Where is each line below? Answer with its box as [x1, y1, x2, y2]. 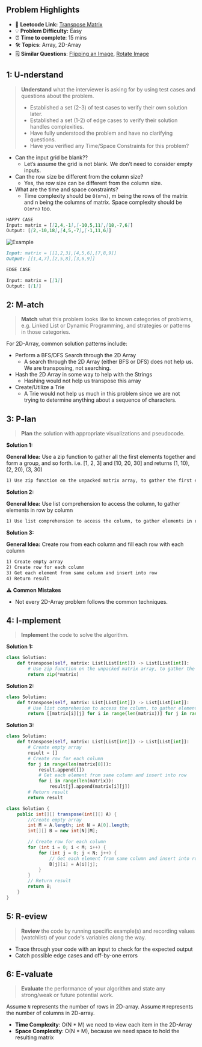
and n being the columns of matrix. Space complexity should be [23, 198, 182, 206]
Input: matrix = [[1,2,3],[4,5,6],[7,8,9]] [6, 250, 117, 256]
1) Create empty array [6, 559, 63, 565]
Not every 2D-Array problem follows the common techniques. [14, 598, 168, 605]
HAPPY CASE [6, 216, 34, 223]
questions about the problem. [20, 92, 94, 99]
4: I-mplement [6, 615, 61, 625]
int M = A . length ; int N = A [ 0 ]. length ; [28, 822, 130, 829]
